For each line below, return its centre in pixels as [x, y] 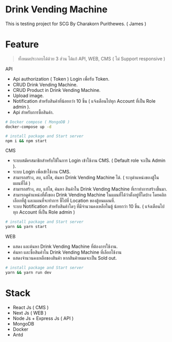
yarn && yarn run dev [28, 273]
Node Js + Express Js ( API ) [43, 318]
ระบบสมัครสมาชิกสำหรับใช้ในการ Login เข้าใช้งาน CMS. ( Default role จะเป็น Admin [89, 161]
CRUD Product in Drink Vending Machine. [57, 90]
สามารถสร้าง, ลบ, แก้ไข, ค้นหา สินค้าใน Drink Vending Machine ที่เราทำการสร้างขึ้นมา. [90, 189]
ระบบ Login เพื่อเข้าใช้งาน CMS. [42, 172]
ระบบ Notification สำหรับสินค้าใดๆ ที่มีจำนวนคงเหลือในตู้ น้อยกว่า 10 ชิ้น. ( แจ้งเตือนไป [89, 206]
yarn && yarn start [26, 227]
